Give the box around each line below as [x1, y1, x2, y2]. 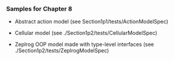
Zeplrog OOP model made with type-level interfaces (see [14, 41, 154, 48]
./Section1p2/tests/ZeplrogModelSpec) [14, 47, 109, 54]
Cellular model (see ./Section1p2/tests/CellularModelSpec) [14, 29, 158, 36]
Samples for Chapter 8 [6, 5, 73, 13]
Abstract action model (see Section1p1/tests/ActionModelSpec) [14, 18, 169, 25]
